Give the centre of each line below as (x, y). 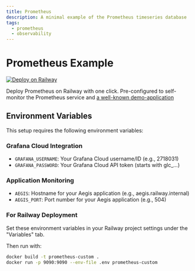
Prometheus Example (60, 63)
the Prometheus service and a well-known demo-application (100, 97)
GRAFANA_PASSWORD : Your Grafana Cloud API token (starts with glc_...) (97, 165)
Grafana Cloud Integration (44, 146)
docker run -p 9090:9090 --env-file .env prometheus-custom (82, 262)
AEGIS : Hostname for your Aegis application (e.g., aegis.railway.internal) (102, 193)
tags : (13, 23)
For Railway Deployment (42, 215)
